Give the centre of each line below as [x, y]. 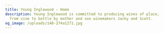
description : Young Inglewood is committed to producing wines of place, [82, 14]
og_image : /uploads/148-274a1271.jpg [44, 23]
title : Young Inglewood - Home [37, 9]
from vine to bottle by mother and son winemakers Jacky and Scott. [81, 18]
